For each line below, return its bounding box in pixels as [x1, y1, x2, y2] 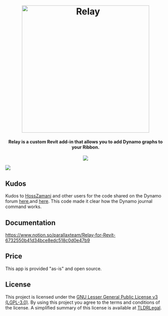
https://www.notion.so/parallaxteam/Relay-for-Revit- [5, 232, 116, 238]
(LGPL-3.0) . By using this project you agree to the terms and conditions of [5, 299, 160, 305]
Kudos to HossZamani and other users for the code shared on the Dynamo [5, 193, 161, 199]
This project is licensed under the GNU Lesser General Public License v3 [5, 294, 158, 300]
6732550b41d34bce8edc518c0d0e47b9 [5, 237, 90, 244]
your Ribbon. [71, 144, 100, 150]
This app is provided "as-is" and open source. [5, 265, 102, 272]
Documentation [5, 218, 56, 227]
